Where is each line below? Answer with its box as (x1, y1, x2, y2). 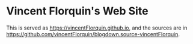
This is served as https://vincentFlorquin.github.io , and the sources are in (6, 24, 188, 31)
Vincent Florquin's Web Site (6, 4, 149, 18)
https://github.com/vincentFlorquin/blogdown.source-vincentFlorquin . (6, 30, 180, 37)
